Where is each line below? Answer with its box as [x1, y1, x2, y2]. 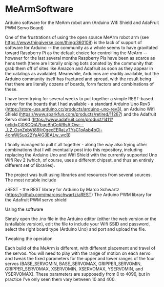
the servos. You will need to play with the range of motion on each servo [5, 250, 151, 256]
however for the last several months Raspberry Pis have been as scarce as [5, 55, 155, 61]
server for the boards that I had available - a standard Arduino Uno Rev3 [5, 101, 150, 107]
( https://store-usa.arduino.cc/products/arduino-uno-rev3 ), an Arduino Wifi [5, 106, 155, 112]
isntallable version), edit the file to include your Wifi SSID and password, [5, 221, 150, 227]
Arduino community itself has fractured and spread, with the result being [5, 76, 151, 82]
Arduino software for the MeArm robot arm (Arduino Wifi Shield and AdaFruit [5, 20, 159, 25]
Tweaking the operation [5, 236, 53, 242]
